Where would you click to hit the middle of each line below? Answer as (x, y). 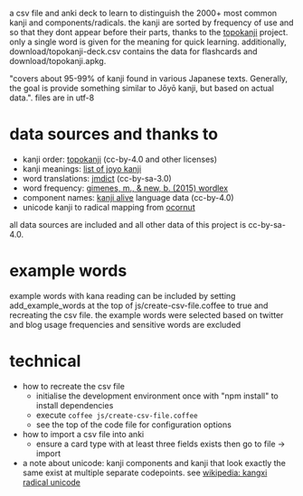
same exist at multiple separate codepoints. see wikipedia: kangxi (145, 473)
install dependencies (75, 405)
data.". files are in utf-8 (52, 98)
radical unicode (52, 482)
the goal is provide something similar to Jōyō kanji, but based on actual (142, 88)
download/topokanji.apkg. (58, 61)
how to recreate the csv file (73, 386)
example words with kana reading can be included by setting (123, 295)
